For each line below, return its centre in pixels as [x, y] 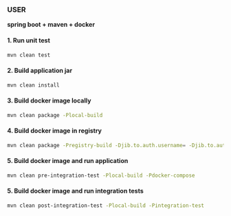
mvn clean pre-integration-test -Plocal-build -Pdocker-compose [101, 175]
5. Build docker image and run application [68, 161]
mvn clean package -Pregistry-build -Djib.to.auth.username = [97, 145]
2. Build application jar [40, 70]
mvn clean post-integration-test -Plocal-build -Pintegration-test [106, 205]
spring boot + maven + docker [51, 25]
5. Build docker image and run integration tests [75, 191]
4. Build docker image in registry [54, 131]
